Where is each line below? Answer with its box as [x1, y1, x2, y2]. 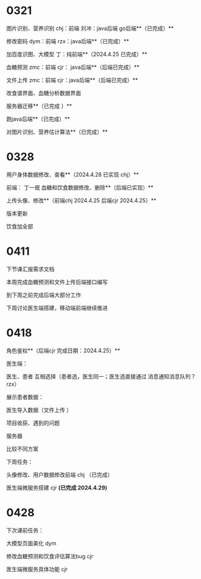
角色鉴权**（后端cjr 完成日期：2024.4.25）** [6, 347, 121, 354]
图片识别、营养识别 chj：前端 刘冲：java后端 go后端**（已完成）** [6, 24, 174, 32]
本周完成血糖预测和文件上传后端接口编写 [6, 278, 108, 285]
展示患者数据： [6, 393, 44, 400]
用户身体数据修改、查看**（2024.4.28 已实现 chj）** [6, 171, 139, 178]
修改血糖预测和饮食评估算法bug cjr [6, 552, 94, 559]
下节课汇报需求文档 [6, 265, 55, 272]
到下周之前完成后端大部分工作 [6, 291, 81, 299]
